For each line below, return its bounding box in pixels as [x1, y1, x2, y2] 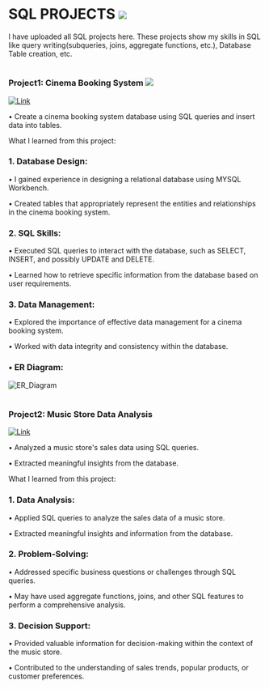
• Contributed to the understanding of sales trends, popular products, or [8, 663, 249, 673]
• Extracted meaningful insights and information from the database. [8, 528, 233, 538]
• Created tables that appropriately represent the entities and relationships [8, 198, 256, 208]
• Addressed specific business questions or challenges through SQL [8, 567, 237, 576]
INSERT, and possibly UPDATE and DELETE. [8, 254, 155, 264]
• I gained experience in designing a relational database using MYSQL [8, 174, 242, 184]
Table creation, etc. [8, 49, 73, 58]
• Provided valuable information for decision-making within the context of [8, 639, 254, 649]
